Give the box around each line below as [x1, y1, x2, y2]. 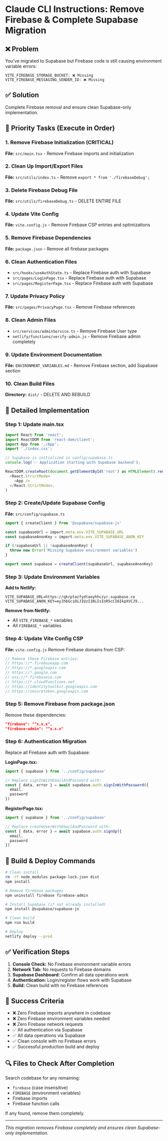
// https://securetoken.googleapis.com [5, 689, 88, 694]
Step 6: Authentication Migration [5, 738, 86, 745]
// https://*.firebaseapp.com [5, 661, 68, 666]
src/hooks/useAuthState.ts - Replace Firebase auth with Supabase [12, 269, 151, 276]
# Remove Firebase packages [5, 888, 64, 893]
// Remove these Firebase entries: [5, 656, 79, 661]
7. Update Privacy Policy [5, 293, 65, 300]
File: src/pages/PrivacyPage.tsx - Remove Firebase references [5, 304, 135, 310]
